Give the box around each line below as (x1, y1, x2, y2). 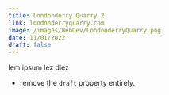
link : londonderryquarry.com (8, 19, 105, 27)
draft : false (8, 41, 52, 49)
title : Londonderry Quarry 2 (8, 11, 105, 20)
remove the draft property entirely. (19, 78, 136, 88)
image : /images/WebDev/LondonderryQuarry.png (8, 26, 161, 34)
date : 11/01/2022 (8, 33, 66, 42)
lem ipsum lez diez (8, 63, 70, 72)
